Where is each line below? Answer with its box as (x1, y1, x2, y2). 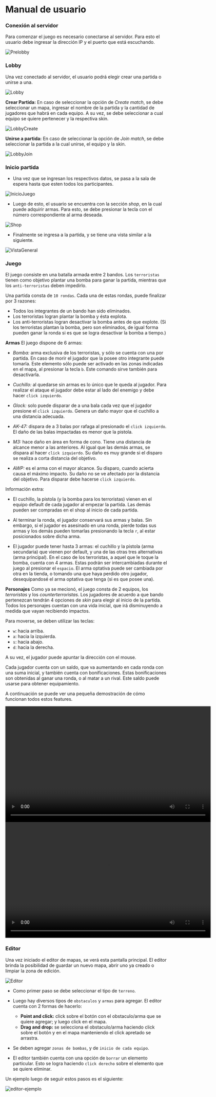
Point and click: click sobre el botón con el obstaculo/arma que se (20, 1013, 162, 1019)
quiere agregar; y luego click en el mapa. (20, 1018, 107, 1024)
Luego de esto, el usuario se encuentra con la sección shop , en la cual (12, 201, 162, 207)
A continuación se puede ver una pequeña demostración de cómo (5, 691, 145, 697)
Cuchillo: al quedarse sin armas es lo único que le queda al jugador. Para (12, 382, 167, 388)
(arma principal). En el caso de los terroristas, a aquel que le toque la (12, 554, 159, 560)
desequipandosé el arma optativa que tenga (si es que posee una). (12, 576, 155, 582)
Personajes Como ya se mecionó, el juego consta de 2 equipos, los (5, 586, 149, 592)
